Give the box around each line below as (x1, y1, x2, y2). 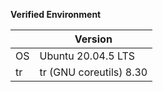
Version (74, 32, 113, 46)
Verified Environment (10, 9, 102, 20)
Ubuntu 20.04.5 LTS (39, 49, 135, 63)
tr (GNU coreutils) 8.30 (39, 65, 148, 79)
